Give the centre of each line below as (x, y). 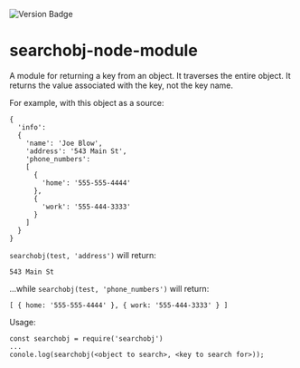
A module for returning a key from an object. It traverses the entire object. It (150, 75)
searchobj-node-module (104, 51)
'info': (32, 127)
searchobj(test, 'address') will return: (83, 255)
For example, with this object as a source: (87, 102)
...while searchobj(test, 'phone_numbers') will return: (109, 288)
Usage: (23, 322)
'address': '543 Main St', (76, 151)
